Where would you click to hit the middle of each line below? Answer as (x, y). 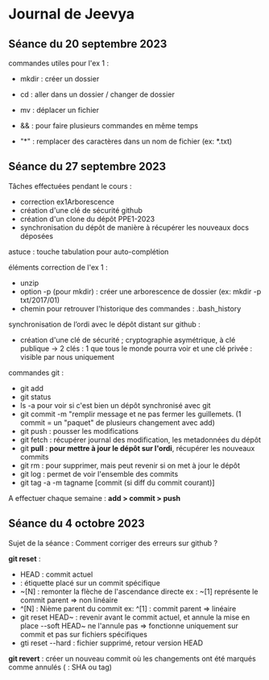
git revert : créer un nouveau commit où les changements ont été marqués (132, 658)
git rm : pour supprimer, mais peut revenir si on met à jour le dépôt (130, 465)
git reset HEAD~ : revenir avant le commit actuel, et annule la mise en (135, 617)
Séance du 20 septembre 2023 (88, 44)
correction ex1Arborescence (67, 202)
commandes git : (36, 373)
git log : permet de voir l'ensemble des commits (99, 473)
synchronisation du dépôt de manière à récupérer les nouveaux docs (134, 227)
